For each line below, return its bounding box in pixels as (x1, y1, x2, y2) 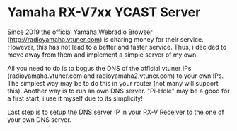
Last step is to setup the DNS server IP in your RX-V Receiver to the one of (7, 108, 224, 116)
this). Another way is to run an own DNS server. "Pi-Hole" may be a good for (7, 86, 230, 95)
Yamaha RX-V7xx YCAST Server (7, 4, 201, 21)
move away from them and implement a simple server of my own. (7, 50, 198, 59)
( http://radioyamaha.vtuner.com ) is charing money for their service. (7, 35, 204, 43)
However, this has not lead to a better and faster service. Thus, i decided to (7, 42, 227, 51)
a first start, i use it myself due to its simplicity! (7, 93, 143, 103)
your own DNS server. (7, 115, 72, 124)
